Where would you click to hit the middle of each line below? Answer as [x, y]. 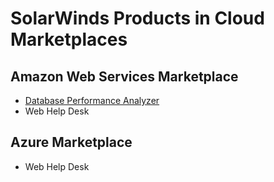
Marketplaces [69, 39]
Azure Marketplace [71, 142]
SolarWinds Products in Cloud [137, 18]
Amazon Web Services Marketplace [124, 76]
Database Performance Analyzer [92, 100]
